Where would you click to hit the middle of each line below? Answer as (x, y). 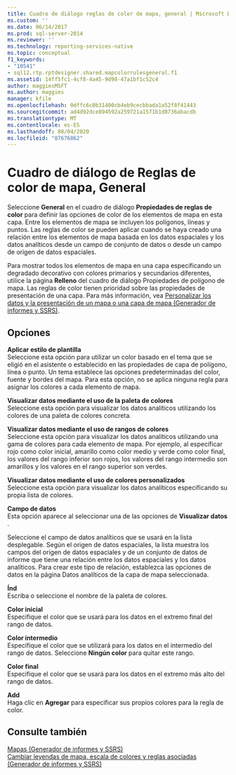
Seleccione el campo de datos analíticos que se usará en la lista (100, 537)
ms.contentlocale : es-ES (44, 125)
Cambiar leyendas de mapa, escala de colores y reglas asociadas (102, 756)
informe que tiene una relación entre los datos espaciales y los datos (107, 559)
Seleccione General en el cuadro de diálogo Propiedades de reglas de (110, 207)
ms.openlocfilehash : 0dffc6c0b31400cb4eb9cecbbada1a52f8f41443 (102, 105)
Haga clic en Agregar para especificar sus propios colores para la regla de (116, 703)
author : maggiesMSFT (38, 86)
